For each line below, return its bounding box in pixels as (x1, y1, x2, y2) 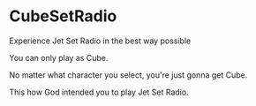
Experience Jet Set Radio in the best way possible (9, 35, 192, 46)
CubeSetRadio (9, 6, 117, 26)
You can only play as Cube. (9, 52, 109, 63)
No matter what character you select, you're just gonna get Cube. (9, 69, 248, 80)
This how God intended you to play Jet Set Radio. (9, 87, 189, 97)
